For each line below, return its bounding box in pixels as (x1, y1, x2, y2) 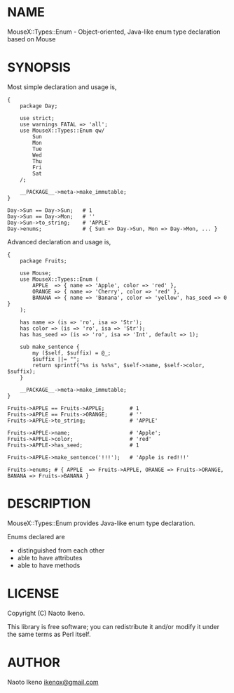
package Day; (20, 103, 58, 110)
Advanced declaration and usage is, (7, 237, 111, 246)
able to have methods (17, 561, 81, 569)
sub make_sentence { (20, 343, 80, 350)
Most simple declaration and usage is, (7, 82, 117, 91)
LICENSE (7, 586, 60, 601)
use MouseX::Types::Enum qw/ (20, 127, 105, 134)
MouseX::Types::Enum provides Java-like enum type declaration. (7, 519, 195, 527)
